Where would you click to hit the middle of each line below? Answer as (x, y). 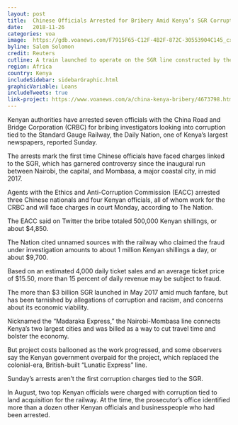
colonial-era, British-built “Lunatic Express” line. (77, 365)
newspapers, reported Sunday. (52, 142)
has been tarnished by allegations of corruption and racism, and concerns (115, 300)
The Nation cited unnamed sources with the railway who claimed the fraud (116, 242)
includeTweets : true (38, 93)
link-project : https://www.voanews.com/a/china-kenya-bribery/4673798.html (121, 100)
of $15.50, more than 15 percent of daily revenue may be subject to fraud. (114, 278)
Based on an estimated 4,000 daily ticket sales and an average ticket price (116, 271)
